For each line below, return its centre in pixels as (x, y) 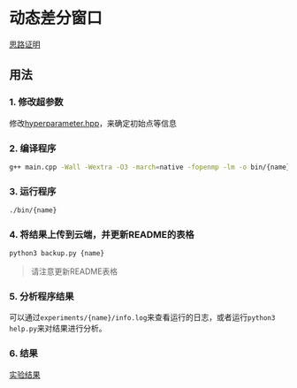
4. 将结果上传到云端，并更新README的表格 (102, 234)
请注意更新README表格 (74, 271)
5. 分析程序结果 (42, 297)
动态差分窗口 (56, 18)
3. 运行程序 (33, 191)
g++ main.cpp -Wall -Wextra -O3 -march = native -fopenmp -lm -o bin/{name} (150, 167)
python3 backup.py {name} (57, 254)
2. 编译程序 (33, 148)
